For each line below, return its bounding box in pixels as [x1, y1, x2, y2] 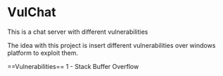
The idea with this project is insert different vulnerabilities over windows [7, 41, 216, 49]
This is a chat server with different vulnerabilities [7, 27, 148, 36]
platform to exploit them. [7, 49, 79, 57]
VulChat [7, 4, 56, 20]
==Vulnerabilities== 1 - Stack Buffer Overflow [7, 62, 139, 70]
